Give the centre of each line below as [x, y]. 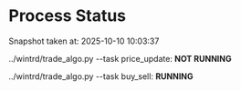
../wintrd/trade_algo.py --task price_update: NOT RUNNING [120, 58]
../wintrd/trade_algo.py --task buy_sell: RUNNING [101, 76]
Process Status [68, 16]
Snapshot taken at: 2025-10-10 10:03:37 [84, 41]
